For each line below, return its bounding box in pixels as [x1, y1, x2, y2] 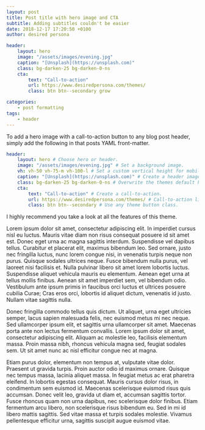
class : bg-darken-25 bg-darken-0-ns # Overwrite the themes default [17, 179, 195, 185]
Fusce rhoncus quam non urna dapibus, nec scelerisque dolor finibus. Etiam [6, 398, 198, 405]
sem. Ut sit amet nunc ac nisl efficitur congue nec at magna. [6, 347, 157, 354]
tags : [6, 110, 20, 116]
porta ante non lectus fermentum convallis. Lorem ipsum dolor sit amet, [6, 328, 186, 335]
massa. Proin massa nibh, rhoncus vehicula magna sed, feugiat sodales [6, 340, 186, 348]
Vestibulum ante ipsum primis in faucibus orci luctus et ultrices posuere [6, 283, 186, 290]
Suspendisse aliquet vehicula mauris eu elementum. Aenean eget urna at [6, 270, 190, 278]
